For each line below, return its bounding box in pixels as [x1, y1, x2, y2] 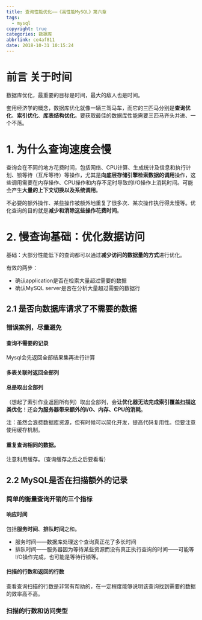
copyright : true [6, 25, 47, 32]
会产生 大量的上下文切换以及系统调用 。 [6, 186, 101, 194]
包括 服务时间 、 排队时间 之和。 [6, 525, 80, 533]
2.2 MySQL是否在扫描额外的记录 [6, 475, 128, 486]
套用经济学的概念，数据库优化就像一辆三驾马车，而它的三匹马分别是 [6, 104, 175, 112]
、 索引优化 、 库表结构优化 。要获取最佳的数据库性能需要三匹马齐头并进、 [11, 112, 191, 119]
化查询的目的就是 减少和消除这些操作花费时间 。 [6, 206, 122, 214]
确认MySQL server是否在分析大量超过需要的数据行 [14, 284, 140, 291]
